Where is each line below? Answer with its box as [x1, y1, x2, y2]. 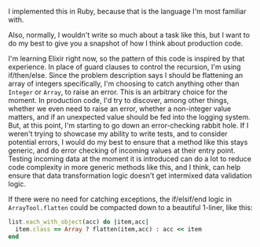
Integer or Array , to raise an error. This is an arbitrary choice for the [8, 87, 228, 97]
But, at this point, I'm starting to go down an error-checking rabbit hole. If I [8, 121, 249, 130]
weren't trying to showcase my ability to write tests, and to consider [8, 129, 228, 138]
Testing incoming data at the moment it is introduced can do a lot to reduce [8, 154, 251, 164]
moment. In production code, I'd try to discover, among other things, [8, 96, 229, 105]
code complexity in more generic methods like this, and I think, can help [8, 163, 241, 171]
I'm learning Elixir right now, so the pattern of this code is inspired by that [8, 54, 245, 63]
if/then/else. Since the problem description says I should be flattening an [8, 71, 244, 79]
